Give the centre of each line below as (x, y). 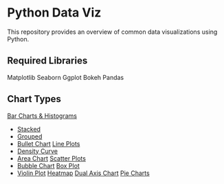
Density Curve (37, 151)
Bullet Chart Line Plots (48, 143)
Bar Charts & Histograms (42, 116)
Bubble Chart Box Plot (48, 165)
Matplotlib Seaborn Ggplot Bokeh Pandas (66, 77)
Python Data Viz (54, 13)
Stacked (29, 129)
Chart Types (34, 99)
